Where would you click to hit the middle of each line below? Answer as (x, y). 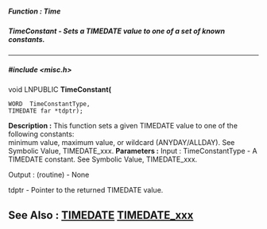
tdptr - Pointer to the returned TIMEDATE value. (86, 190)
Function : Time (35, 11)
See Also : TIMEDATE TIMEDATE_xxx (101, 215)
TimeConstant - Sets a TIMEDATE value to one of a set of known (116, 31)
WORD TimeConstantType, (49, 104)
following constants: (41, 134)
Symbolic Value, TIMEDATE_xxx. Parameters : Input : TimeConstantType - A (133, 151)
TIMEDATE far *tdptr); (46, 111)
